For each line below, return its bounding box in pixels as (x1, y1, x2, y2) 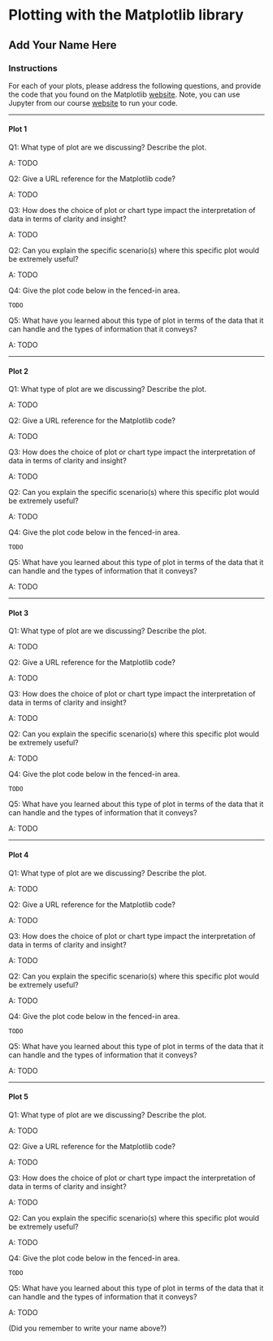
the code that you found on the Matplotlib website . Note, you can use (8, 89, 240, 99)
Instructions (8, 63, 58, 74)
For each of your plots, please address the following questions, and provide (8, 80, 262, 90)
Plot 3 (8, 608, 28, 618)
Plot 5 (8, 1091, 28, 1102)
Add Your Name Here (8, 38, 117, 52)
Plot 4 (8, 850, 29, 860)
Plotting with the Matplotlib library (8, 6, 244, 24)
